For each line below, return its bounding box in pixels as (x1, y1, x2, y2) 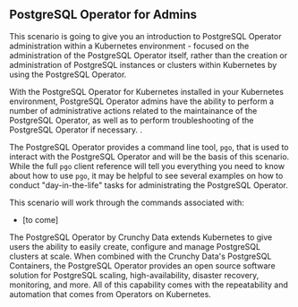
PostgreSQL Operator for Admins (9, 7, 197, 22)
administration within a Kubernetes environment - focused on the (9, 40, 250, 51)
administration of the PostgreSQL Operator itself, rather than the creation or (9, 49, 288, 61)
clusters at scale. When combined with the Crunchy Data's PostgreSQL (9, 251, 272, 261)
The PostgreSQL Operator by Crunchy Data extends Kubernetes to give (9, 232, 273, 243)
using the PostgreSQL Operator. (9, 69, 127, 80)
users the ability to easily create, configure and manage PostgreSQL (9, 241, 261, 252)
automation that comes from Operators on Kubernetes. (9, 288, 212, 299)
